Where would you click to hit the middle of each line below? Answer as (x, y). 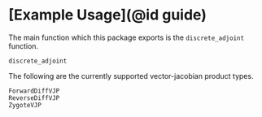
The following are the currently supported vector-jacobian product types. (131, 76)
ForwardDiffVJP (34, 91)
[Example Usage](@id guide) (108, 15)
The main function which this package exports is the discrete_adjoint (127, 37)
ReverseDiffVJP (34, 98)
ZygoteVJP (25, 105)
